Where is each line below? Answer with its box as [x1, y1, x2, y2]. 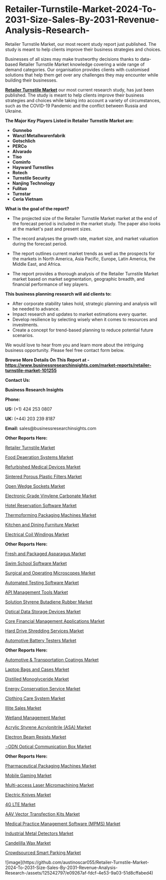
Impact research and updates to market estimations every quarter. [12, 311, 148, 317]
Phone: [5, 396, 21, 402]
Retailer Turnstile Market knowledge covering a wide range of [19, 61, 145, 67]
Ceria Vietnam [12, 196, 43, 202]
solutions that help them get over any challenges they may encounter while [5, 72, 159, 78]
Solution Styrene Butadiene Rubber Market [5, 599, 93, 605]
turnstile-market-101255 [5, 367, 57, 373]
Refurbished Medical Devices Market [5, 464, 81, 470]
